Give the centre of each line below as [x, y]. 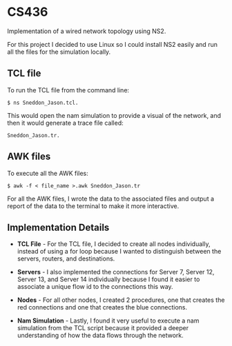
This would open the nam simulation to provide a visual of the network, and [114, 115]
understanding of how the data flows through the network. [100, 336]
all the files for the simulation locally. [59, 52]
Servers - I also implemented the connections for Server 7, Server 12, [116, 272]
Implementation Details [58, 227]
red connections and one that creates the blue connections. [102, 307]
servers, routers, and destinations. [66, 258]
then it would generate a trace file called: [65, 123]
